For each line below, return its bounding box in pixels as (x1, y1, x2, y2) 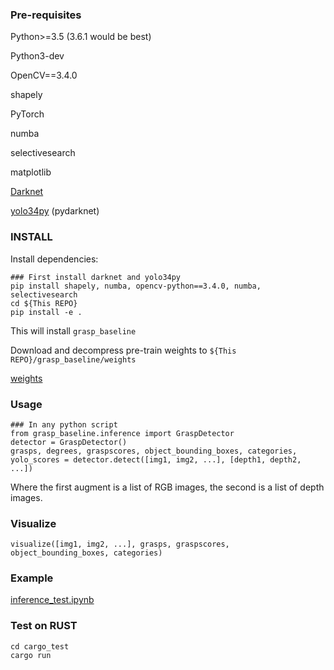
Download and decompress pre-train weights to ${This (10, 344, 237, 356)
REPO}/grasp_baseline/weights (10, 354, 137, 365)
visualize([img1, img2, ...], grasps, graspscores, (10, 539, 230, 550)
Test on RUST (10, 619, 78, 633)
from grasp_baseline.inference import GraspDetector (10, 428, 235, 438)
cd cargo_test (10, 641, 70, 652)
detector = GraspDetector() (10, 437, 128, 447)
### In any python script (10, 419, 118, 430)
